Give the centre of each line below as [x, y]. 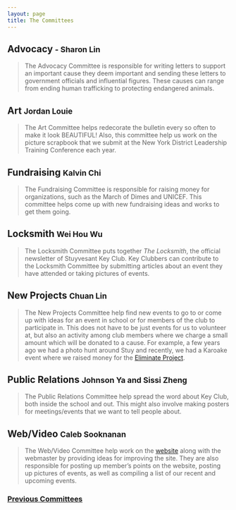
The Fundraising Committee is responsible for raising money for [117, 189]
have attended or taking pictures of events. [87, 273]
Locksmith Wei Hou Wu [55, 234]
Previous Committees [45, 499]
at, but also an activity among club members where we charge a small [126, 335]
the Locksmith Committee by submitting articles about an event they [124, 266]
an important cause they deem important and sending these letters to [125, 73]
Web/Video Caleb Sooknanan [67, 433]
